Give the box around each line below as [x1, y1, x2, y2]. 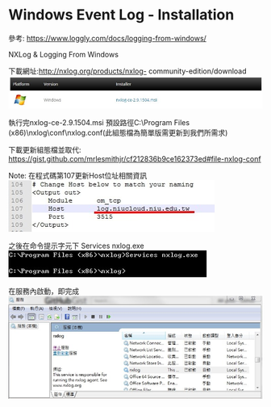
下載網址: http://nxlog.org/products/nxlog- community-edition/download [8, 66, 248, 76]
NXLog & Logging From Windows [8, 49, 119, 59]
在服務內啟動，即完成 [8, 287, 79, 296]
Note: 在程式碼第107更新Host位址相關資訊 [8, 171, 148, 181]
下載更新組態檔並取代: [8, 145, 82, 155]
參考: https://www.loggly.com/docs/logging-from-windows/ [8, 33, 207, 43]
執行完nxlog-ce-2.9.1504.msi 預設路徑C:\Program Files [8, 118, 190, 128]
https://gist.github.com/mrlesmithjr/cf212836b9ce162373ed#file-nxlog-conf [8, 154, 261, 164]
